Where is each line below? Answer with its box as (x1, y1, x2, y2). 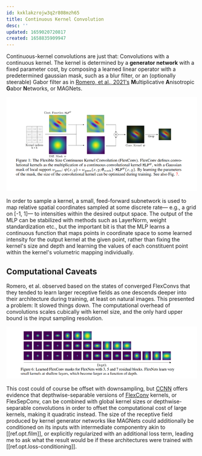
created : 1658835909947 (6, 35, 67, 42)
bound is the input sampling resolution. (6, 315, 103, 322)
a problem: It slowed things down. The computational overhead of (6, 302, 171, 309)
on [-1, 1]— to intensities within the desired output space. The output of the (6, 210, 193, 217)
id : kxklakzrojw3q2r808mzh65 (6, 10, 80, 16)
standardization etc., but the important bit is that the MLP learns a (6, 223, 170, 230)
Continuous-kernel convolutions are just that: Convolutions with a (6, 53, 169, 60)
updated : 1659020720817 (6, 29, 67, 35)
